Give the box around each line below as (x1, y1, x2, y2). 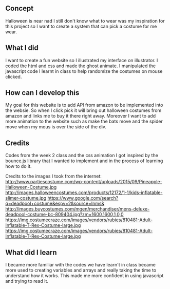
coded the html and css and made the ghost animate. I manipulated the (5, 63, 156, 69)
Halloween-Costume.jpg (5, 184, 57, 190)
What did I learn (5, 248, 58, 257)
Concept (5, 4, 34, 13)
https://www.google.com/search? (47, 195, 119, 201)
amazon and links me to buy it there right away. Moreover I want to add (5, 113, 156, 119)
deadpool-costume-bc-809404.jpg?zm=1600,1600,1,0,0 (5, 211, 124, 218)
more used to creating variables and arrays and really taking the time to (5, 267, 157, 274)
